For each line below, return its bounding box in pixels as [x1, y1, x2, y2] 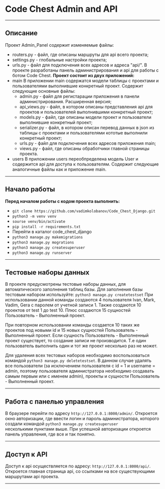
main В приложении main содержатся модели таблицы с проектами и [12, 78, 159, 83]
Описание [5, 29, 38, 37]
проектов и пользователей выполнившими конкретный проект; [19, 109, 153, 115]
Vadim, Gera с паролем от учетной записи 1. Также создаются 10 [5, 302, 141, 308]
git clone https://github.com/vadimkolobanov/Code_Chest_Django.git [12, 209, 156, 214]
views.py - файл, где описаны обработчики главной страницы [19, 145, 150, 151]
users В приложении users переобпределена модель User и [12, 156, 138, 162]
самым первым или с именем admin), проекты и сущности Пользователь [5, 373, 160, 379]
